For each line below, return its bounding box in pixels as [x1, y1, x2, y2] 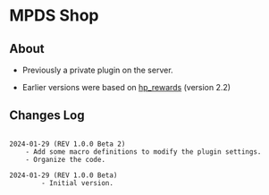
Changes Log [9, 108, 85, 123]
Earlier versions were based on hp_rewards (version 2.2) [21, 82, 231, 92]
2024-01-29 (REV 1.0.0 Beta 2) [9, 140, 126, 148]
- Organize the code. [25, 155, 105, 164]
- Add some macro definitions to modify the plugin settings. [25, 147, 262, 157]
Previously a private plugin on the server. [21, 64, 173, 75]
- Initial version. [41, 178, 114, 188]
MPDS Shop [9, 5, 100, 26]
